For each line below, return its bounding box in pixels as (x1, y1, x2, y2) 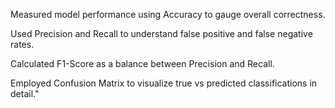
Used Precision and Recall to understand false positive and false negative (10, 28, 313, 39)
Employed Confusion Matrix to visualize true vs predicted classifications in (10, 77, 318, 89)
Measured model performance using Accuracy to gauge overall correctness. (10, 9, 326, 20)
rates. (10, 39, 35, 50)
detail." (10, 88, 40, 99)
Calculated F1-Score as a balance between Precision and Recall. (10, 58, 275, 69)
